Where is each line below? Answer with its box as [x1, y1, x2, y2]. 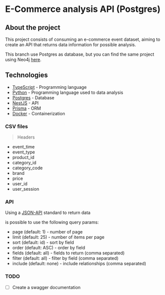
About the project [5, 23, 61, 32]
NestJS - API [12, 100, 39, 106]
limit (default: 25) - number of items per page [12, 234, 105, 240]
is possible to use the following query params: [5, 220, 99, 225]
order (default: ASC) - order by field [12, 245, 85, 251]
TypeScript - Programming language [12, 84, 87, 90]
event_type [12, 149, 36, 155]
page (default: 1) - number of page [12, 229, 83, 235]
